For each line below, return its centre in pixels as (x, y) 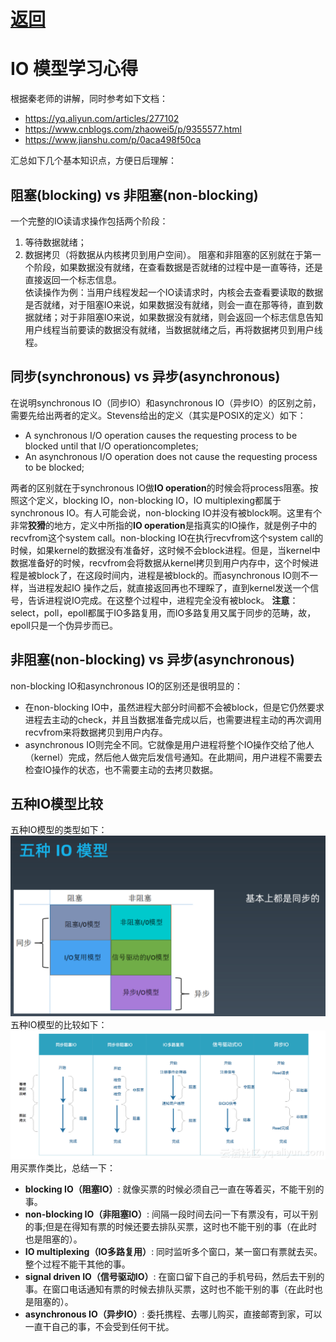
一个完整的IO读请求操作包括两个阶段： (89, 221)
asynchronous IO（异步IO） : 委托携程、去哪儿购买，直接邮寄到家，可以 (173, 1314)
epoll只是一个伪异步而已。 (64, 625)
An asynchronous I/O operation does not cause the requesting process (171, 456)
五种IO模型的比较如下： (59, 1024)
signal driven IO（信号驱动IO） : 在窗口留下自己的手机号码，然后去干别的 (174, 1277)
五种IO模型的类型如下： (59, 830)
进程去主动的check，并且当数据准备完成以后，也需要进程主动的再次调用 (173, 719)
